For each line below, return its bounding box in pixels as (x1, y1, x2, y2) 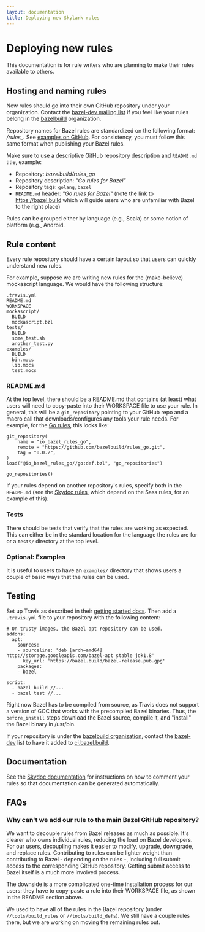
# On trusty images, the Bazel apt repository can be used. (6, 626, 163, 632)
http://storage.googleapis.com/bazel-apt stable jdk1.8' (6, 652, 155, 659)
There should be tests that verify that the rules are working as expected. (6, 524, 188, 532)
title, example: (6, 158, 42, 166)
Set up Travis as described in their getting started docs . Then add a (6, 607, 177, 615)
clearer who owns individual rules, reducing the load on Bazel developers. (6, 836, 193, 844)
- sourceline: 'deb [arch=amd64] (17, 647, 103, 653)
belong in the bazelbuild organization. (6, 115, 102, 123)
